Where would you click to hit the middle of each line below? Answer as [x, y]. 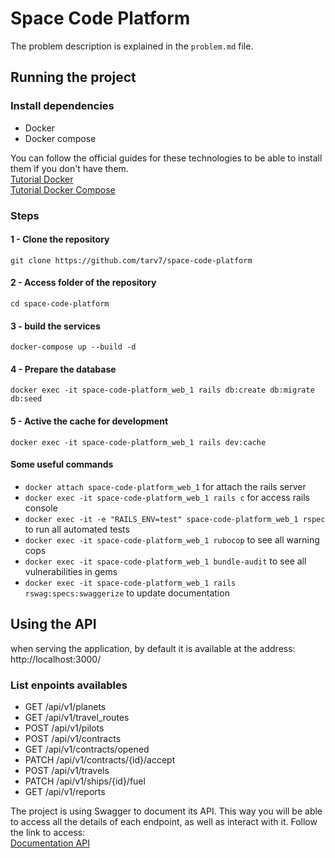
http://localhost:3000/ [56, 659]
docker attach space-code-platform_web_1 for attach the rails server [165, 486]
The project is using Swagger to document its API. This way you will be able [166, 811]
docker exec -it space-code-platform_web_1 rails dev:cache [138, 442]
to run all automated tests [77, 529]
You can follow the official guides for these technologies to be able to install [166, 158]
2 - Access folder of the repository [83, 283]
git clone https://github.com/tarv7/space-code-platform [131, 260]
